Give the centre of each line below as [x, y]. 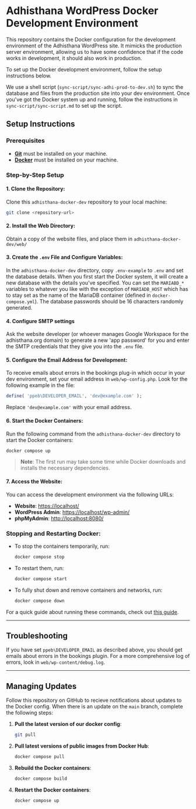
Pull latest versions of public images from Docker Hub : [82, 746]
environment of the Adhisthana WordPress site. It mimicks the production [94, 46]
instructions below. [29, 76]
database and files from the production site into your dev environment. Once [98, 93]
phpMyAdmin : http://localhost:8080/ [59, 518]
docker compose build [41, 779]
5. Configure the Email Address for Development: [67, 360]
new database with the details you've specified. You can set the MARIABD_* [95, 283]
